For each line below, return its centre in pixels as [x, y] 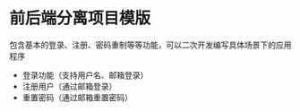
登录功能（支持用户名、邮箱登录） [85, 75]
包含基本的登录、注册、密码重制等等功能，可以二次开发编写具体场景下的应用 [150, 45]
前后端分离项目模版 [80, 18]
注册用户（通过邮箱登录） [69, 86]
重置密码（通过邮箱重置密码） [77, 97]
